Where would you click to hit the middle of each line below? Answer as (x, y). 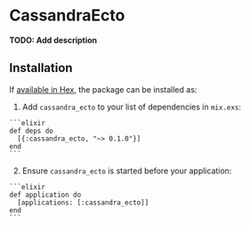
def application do (45, 195)
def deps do (31, 131)
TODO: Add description (53, 40)
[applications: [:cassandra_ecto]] (83, 202)
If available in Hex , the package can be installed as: (103, 89)
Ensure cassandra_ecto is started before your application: (127, 171)
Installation (41, 68)
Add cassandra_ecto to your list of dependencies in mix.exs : (132, 107)
